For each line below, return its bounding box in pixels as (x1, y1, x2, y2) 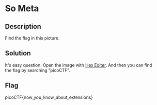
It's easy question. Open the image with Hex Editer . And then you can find (5, 62, 153, 68)
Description (5, 22, 41, 31)
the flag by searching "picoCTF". (5, 67, 70, 73)
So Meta (5, 3, 39, 14)
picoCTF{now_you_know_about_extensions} (5, 94, 93, 100)
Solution (5, 49, 31, 57)
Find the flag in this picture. (5, 35, 60, 41)
